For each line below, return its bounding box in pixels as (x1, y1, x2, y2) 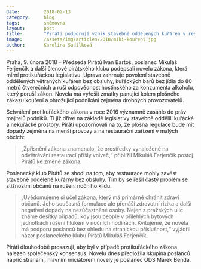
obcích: (6, 133, 25, 140)
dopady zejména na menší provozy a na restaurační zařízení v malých (6, 127, 178, 134)
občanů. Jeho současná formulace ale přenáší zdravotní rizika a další (20, 200, 192, 207)
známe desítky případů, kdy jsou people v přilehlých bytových (20, 213, 174, 220)
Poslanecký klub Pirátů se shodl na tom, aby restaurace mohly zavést (6, 169, 178, 176)
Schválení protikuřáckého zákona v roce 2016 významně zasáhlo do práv (6, 108, 187, 115)
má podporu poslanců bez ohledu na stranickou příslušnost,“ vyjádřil (20, 225, 191, 233)
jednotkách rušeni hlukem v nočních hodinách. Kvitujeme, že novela (20, 219, 188, 226)
